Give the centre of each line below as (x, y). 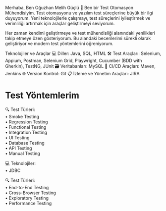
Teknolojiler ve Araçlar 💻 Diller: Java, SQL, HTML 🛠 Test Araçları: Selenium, (83, 53)
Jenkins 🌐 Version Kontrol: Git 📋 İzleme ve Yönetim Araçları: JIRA (72, 74)
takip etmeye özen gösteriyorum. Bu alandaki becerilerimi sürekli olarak (78, 38)
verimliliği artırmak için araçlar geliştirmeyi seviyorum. (60, 23)
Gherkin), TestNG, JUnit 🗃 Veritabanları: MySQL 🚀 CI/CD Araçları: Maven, (81, 66)
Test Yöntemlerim (42, 95)
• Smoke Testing (22, 116)
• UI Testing (17, 137)
